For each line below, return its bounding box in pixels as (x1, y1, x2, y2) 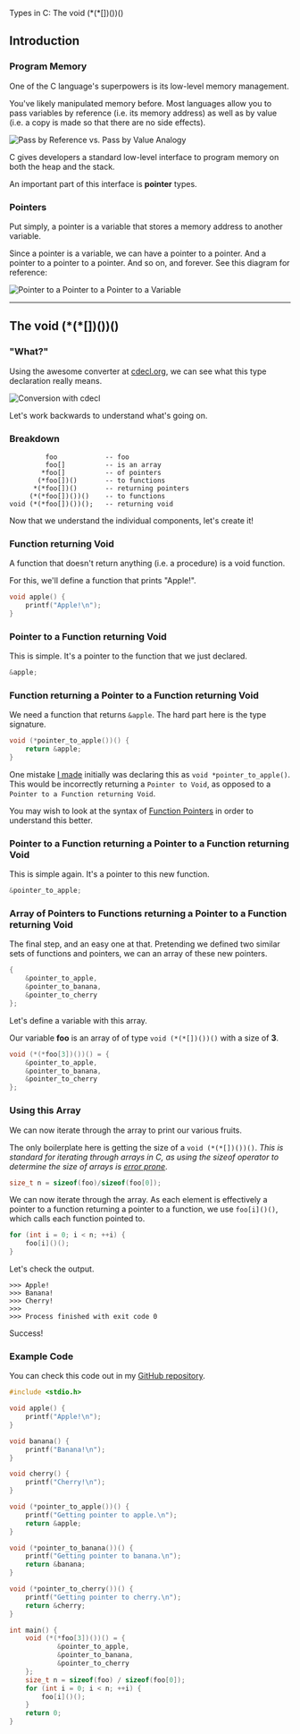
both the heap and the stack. (9, 161, 115, 172)
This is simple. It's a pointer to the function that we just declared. (9, 650, 248, 661)
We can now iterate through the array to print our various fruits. (9, 1125, 243, 1135)
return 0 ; (25, 1709, 62, 1718)
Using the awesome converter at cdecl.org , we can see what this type (9, 366, 267, 377)
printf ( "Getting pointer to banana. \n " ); (25, 1551, 181, 1560)
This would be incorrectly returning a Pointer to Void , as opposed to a (9, 778, 271, 789)
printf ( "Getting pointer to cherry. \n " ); (25, 1593, 181, 1602)
